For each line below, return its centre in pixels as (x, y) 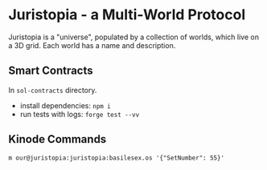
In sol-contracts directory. (53, 90)
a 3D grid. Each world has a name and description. (92, 45)
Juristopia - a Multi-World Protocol (127, 15)
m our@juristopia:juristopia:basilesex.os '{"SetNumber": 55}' (117, 158)
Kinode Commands (58, 139)
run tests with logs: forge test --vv (80, 114)
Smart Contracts (51, 71)
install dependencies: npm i (65, 105)
